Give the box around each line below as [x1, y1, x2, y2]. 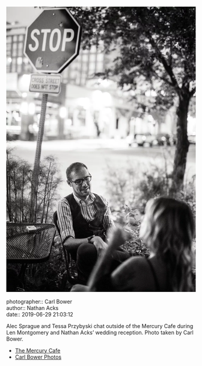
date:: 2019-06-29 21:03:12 [6, 311, 73, 318]
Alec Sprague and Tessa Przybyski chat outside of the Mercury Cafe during [6, 322, 194, 329]
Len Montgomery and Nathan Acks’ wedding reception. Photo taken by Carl [6, 329, 194, 336]
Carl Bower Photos [14, 353, 62, 361]
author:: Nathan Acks [6, 304, 59, 311]
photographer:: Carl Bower [6, 298, 72, 305]
